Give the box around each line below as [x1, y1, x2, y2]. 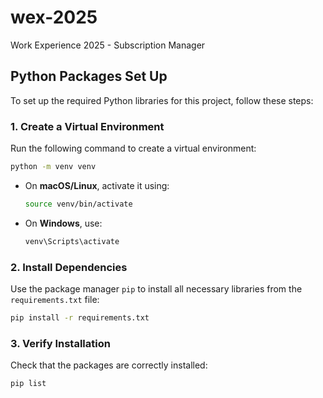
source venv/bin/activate [24, 199, 133, 209]
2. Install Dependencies [10, 260, 128, 274]
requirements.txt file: [10, 293, 100, 305]
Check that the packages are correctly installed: [10, 359, 208, 371]
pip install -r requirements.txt [10, 312, 150, 323]
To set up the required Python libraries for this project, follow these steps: [10, 94, 314, 106]
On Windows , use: [24, 217, 103, 229]
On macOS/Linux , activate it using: [24, 179, 170, 191]
